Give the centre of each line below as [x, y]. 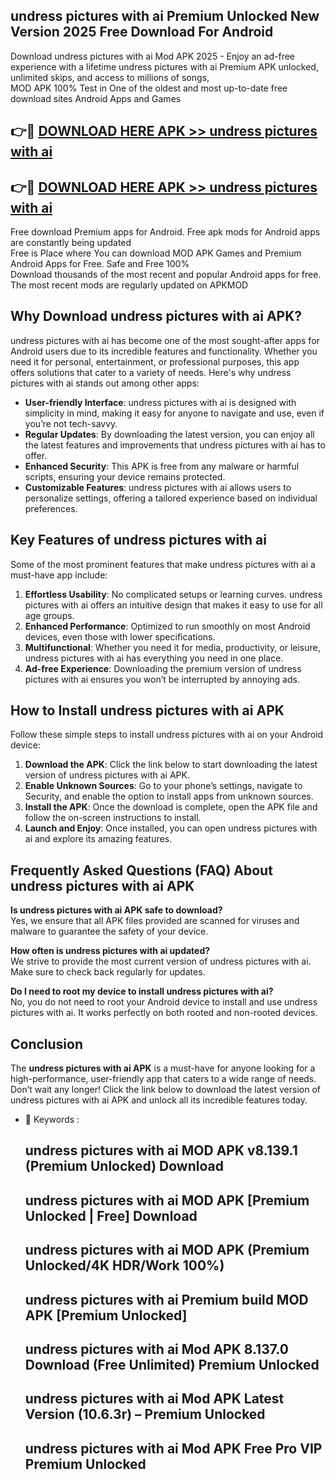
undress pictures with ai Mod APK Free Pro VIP [173, 1448]
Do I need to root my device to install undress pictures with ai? [142, 991]
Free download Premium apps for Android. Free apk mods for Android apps [165, 232]
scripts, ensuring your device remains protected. [125, 476]
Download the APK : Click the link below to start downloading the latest [171, 765]
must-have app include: [59, 575]
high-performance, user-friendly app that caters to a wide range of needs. [163, 1079]
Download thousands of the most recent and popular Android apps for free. [166, 275]
